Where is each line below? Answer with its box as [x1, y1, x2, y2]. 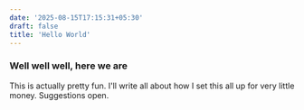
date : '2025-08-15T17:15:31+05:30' [9, 13, 144, 23]
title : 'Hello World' [9, 30, 91, 39]
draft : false [9, 22, 59, 31]
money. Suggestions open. [9, 89, 109, 100]
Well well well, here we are [9, 60, 128, 72]
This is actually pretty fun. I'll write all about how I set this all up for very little [9, 80, 295, 91]
